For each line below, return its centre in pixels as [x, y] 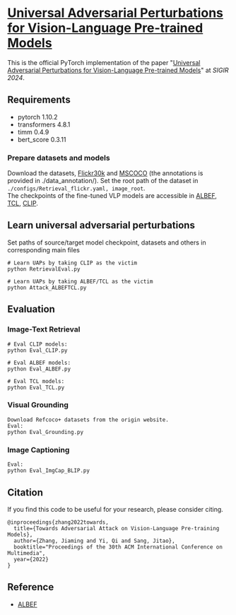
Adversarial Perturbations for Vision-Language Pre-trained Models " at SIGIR [118, 70]
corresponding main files [43, 250]
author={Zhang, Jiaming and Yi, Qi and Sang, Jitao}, [94, 541]
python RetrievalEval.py [44, 269]
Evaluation [31, 309]
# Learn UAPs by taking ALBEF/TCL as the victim [80, 281]
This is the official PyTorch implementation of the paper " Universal [104, 62]
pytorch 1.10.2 [37, 117]
